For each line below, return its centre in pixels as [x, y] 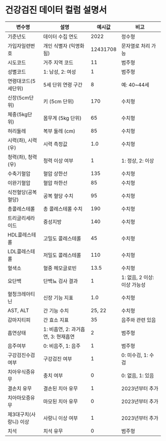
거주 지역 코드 [58, 62]
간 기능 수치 [56, 311]
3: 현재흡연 [62, 336]
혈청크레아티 [21, 294]
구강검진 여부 [58, 359]
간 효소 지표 [56, 320]
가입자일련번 [21, 46]
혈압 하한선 [55, 183]
